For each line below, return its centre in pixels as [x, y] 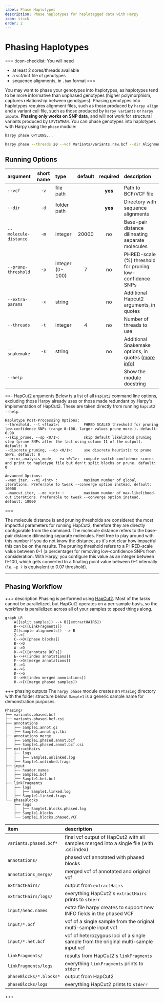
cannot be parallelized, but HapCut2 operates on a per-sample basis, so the [81, 603]
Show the [135, 371]
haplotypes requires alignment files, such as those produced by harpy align [82, 106]
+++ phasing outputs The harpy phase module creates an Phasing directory [81, 691]
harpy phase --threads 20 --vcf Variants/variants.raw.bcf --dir [73, 145]
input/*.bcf [21, 924]
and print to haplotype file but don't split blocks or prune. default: [81, 463]
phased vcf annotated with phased [105, 857]
